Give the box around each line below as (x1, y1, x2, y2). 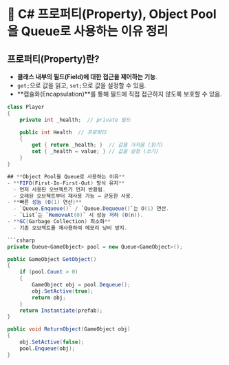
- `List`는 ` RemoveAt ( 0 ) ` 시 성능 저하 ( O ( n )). (13, 211, 144, 219)
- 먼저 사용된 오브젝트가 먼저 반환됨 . (13, 186, 106, 193)
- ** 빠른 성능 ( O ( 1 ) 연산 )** (7, 199, 83, 206)
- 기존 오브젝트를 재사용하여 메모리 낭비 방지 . (13, 225, 128, 231)
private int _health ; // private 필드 (19, 116, 131, 123)
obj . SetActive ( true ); (32, 287, 94, 295)
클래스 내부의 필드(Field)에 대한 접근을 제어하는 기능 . (17, 73, 157, 81)
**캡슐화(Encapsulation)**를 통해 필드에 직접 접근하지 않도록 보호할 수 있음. (17, 90, 222, 98)
